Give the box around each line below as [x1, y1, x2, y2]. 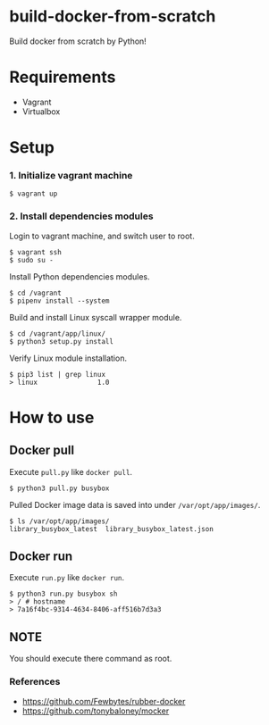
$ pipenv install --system [9, 296, 110, 305]
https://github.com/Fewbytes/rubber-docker [21, 696, 186, 706]
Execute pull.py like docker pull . [9, 466, 132, 477]
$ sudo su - [9, 255, 54, 264]
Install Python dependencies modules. [9, 271, 150, 282]
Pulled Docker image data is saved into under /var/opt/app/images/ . [9, 499, 261, 510]
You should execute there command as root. [9, 654, 172, 664]
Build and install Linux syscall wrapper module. [9, 312, 182, 322]
